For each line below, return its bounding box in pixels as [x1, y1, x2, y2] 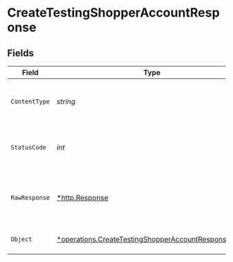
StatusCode [10, 143, 46, 151]
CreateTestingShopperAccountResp [7, 5, 220, 21]
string [56, 97, 76, 106]
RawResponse [10, 194, 51, 202]
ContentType [10, 98, 51, 105]
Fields [7, 47, 35, 59]
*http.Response [56, 193, 109, 202]
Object [10, 236, 33, 243]
